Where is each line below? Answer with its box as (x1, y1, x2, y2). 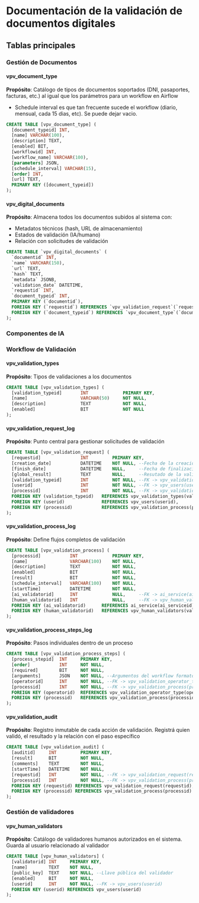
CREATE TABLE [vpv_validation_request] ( (6, 449, 110, 456)
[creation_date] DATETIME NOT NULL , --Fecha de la (11, 460, 174, 466)
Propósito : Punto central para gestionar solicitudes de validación (6, 438, 165, 445)
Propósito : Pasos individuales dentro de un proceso (6, 639, 133, 646)
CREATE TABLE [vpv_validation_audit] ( (6, 744, 105, 750)
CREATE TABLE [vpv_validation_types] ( (6, 384, 105, 390)
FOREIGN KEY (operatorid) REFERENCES (11, 689, 108, 696)
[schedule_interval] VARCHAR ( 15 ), (11, 165, 97, 171)
